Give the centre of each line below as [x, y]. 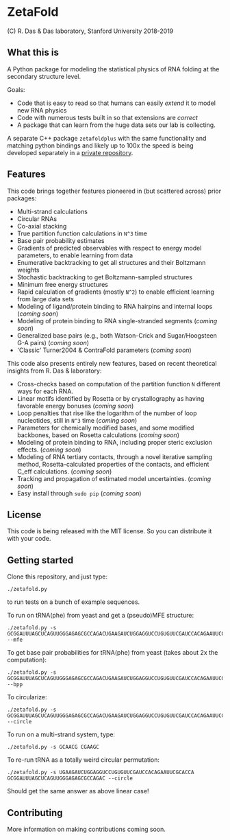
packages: [22, 198]
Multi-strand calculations [52, 211]
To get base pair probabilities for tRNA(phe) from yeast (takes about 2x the [113, 653]
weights [28, 270]
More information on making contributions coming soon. [86, 829]
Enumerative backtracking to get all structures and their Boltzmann [111, 262]
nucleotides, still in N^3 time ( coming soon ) [77, 420]
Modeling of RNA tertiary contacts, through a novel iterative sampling [115, 456]
